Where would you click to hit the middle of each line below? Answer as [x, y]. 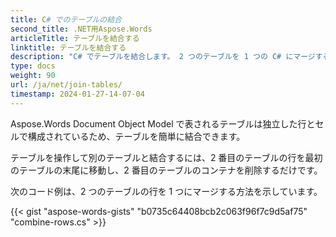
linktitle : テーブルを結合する [68, 47]
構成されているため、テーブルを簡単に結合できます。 [136, 136]
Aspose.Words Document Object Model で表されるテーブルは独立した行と [163, 123]
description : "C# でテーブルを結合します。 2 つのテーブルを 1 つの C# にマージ [163, 57]
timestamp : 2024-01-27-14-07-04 [77, 94]
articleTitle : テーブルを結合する [75, 38]
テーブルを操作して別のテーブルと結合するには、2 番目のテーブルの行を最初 [166, 157]
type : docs [33, 66]
